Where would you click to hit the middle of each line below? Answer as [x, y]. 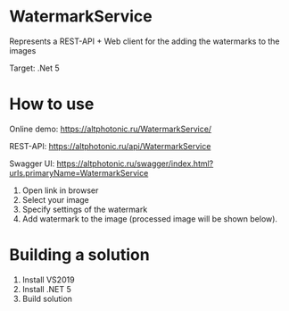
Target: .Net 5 [34, 68]
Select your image [55, 199]
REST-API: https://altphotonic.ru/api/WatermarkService [110, 146]
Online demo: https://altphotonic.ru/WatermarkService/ [111, 129]
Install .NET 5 [46, 289]
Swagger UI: [32, 164]
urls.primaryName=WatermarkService [79, 172]
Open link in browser [60, 190]
